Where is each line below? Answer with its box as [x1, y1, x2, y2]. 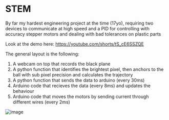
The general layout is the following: [5, 51, 79, 57]
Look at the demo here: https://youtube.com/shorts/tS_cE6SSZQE [5, 41, 144, 47]
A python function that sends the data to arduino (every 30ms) [12, 77, 145, 83]
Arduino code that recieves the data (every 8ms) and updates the [12, 83, 151, 89]
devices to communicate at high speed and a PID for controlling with [5, 25, 150, 31]
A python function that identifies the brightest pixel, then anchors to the [12, 66, 164, 72]
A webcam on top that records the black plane [12, 61, 111, 67]
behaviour [12, 88, 34, 94]
